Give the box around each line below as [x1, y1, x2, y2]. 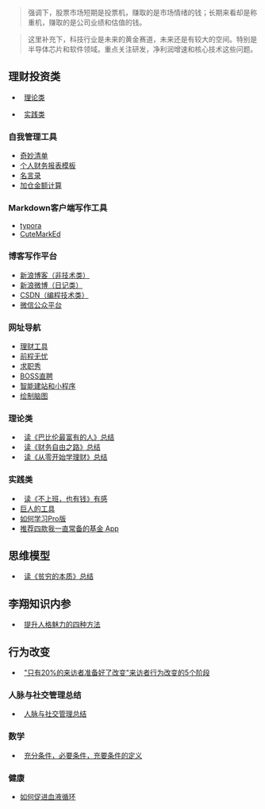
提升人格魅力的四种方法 [23, 620, 101, 629]
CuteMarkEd [19, 230, 61, 239]
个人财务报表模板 [19, 161, 76, 170]
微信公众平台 [19, 300, 62, 309]
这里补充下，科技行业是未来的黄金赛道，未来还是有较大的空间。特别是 [27, 35, 258, 44]
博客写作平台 [8, 250, 58, 261]
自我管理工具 [8, 131, 58, 142]
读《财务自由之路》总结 [23, 443, 101, 452]
